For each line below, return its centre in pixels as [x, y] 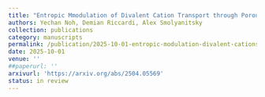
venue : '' [24, 59]
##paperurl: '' [33, 66]
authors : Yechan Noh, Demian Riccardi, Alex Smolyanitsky [105, 23]
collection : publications [50, 30]
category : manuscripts [45, 37]
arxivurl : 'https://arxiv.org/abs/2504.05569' [86, 74]
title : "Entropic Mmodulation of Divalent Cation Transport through [123, 15]
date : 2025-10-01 [37, 52]
